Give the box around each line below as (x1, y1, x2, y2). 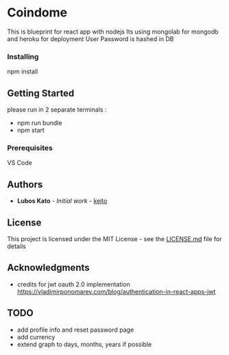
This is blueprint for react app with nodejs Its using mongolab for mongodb (7, 27, 219, 36)
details (7, 242, 26, 250)
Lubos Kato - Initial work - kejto (16, 197, 108, 205)
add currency (16, 332, 56, 341)
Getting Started (7, 87, 75, 99)
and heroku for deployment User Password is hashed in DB (7, 34, 174, 42)
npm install (7, 67, 38, 76)
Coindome (7, 5, 67, 21)
